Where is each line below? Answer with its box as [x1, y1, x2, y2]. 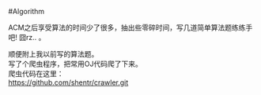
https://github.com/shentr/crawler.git [8, 78, 129, 87]
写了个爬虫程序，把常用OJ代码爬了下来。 [8, 59, 142, 68]
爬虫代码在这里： [8, 69, 64, 78]
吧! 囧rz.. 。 [8, 33, 46, 42]
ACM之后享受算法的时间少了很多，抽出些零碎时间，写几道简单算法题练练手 [8, 23, 253, 32]
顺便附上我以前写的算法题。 [8, 49, 99, 58]
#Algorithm [8, 7, 45, 16]
